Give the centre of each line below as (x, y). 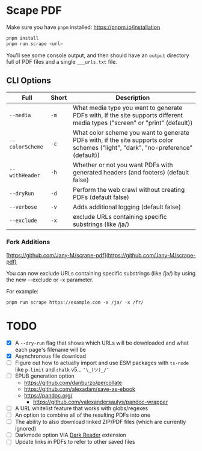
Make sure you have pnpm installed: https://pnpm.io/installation (83, 27)
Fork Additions (28, 242)
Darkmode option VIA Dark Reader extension (70, 435)
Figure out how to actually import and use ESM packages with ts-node (102, 363)
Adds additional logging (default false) (127, 207)
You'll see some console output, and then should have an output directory (98, 55)
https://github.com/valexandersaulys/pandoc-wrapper (100, 402)
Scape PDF (34, 11)
